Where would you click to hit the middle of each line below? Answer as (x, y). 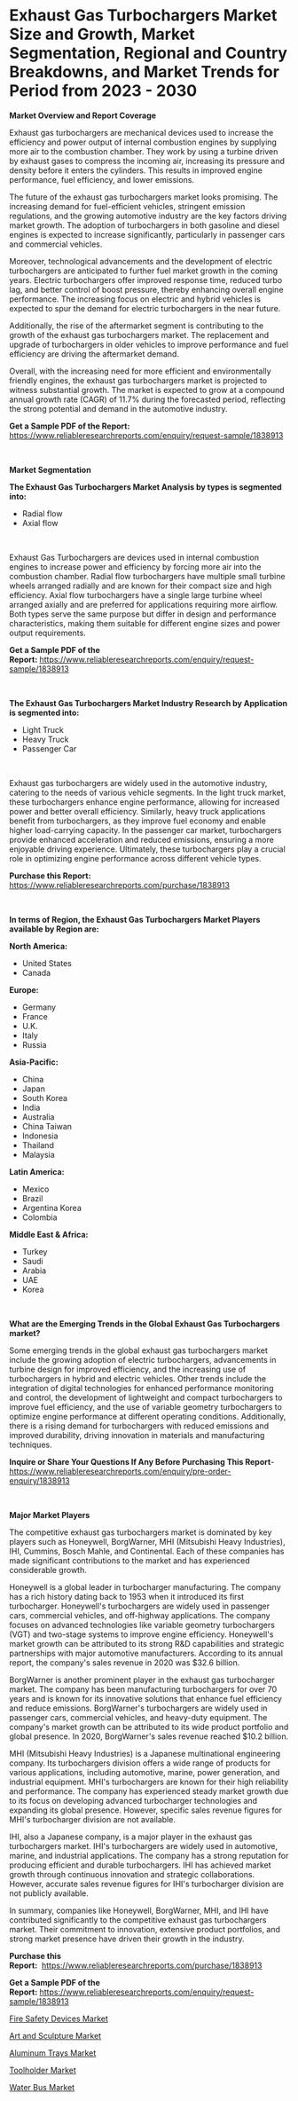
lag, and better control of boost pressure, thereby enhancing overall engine (146, 289)
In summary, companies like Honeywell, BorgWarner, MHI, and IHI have (139, 1910)
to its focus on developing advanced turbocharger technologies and (133, 1800)
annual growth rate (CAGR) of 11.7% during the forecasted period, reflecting (148, 399)
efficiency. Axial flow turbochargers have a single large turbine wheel (136, 594)
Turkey (35, 1251)
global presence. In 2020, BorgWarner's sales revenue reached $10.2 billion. (149, 1736)
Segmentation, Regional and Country (149, 53)
